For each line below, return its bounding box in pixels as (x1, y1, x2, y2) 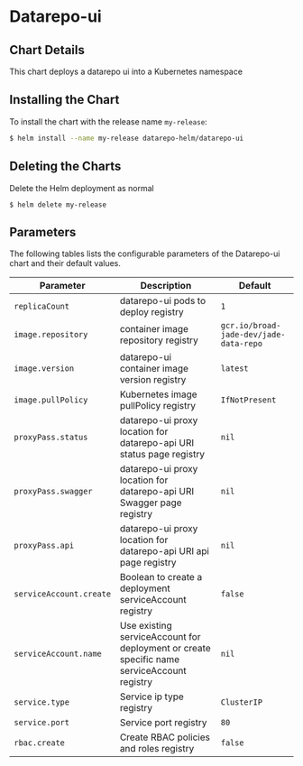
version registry (119, 374, 187, 386)
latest (220, 364, 250, 374)
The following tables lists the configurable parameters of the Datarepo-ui (9, 248, 280, 259)
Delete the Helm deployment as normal (9, 182, 155, 193)
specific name (119, 653, 180, 666)
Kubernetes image (119, 388, 197, 401)
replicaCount (14, 301, 70, 312)
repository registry (119, 334, 198, 346)
